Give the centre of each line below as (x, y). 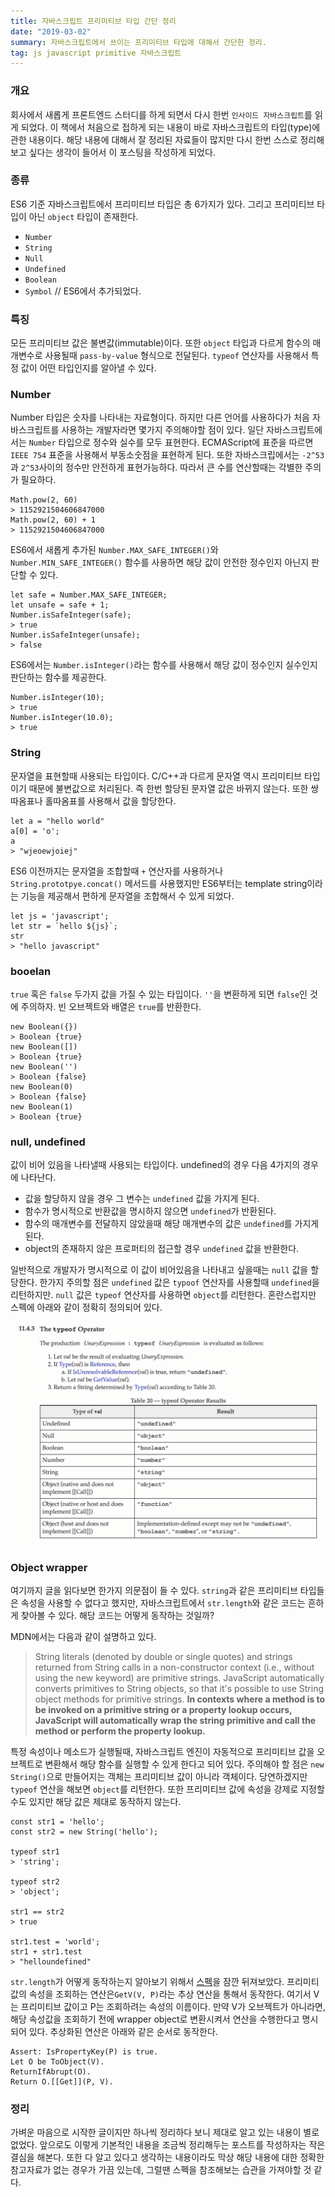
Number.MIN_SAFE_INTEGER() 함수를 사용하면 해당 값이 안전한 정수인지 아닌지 (160, 562)
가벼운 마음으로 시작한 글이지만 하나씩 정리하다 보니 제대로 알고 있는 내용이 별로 (165, 2132)
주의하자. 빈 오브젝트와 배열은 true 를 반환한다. (111, 1007)
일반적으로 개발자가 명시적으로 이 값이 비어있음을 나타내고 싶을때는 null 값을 (159, 1270)
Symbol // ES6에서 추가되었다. (83, 291)
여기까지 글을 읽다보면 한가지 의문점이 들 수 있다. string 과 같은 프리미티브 (154, 1590)
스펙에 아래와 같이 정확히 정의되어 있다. (86, 1307)
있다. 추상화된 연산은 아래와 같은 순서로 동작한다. (123, 2031)
